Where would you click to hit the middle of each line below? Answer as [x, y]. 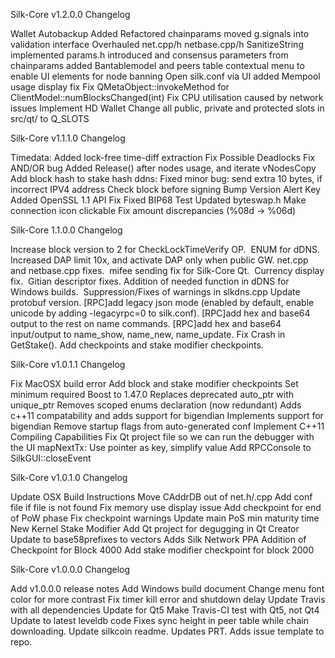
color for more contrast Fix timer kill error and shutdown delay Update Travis [168, 599]
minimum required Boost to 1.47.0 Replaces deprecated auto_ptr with [152, 394]
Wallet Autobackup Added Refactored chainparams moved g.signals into [160, 33]
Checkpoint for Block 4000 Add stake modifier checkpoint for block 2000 [162, 550]
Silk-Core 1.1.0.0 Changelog [66, 230]
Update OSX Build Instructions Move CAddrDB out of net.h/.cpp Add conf [161, 497]
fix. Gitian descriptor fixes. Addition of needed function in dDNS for [150, 281]
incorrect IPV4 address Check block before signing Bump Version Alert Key [165, 189]
